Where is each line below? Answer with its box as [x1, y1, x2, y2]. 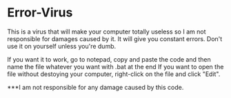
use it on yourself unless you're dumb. [7, 42, 117, 50]
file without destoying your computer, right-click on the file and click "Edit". [7, 70, 221, 78]
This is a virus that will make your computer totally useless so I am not [7, 27, 206, 36]
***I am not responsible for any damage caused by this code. [7, 83, 184, 91]
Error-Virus [7, 5, 73, 21]
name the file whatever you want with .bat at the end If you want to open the [7, 62, 224, 71]
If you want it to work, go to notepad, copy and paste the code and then [7, 55, 212, 63]
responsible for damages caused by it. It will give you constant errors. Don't [7, 34, 223, 42]
